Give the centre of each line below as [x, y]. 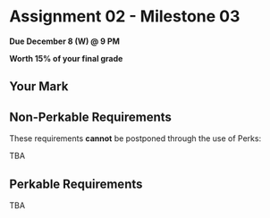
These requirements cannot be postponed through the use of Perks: [135, 138]
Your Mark [39, 87]
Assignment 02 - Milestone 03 [125, 17]
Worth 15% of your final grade [66, 58]
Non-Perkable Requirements [91, 117]
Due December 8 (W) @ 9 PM [65, 41]
